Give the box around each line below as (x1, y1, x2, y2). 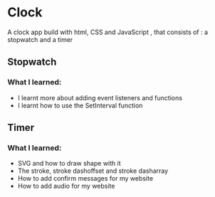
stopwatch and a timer (7, 35, 73, 43)
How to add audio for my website (17, 182, 115, 191)
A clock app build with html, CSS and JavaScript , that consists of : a (7, 28, 209, 36)
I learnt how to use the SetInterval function (17, 101, 143, 110)
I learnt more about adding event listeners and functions (17, 93, 183, 102)
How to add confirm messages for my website (17, 174, 154, 183)
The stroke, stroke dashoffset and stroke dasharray (17, 166, 169, 175)
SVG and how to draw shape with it (17, 159, 121, 168)
